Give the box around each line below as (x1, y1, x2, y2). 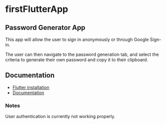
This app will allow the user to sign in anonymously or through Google (5, 36, 149, 42)
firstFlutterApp (5, 3, 68, 15)
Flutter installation (12, 84, 49, 90)
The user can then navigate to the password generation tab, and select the (5, 51, 159, 57)
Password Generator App (5, 23, 86, 32)
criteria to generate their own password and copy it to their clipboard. (5, 57, 148, 63)
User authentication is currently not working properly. (5, 114, 116, 120)
